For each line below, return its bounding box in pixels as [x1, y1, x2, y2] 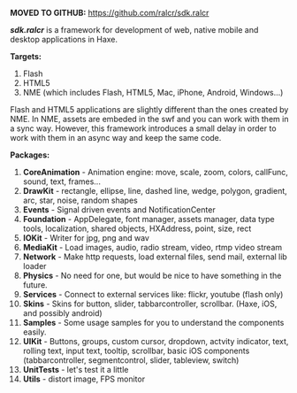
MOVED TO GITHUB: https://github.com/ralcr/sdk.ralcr [10, 8, 209, 18]
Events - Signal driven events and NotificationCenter [22, 204, 216, 215]
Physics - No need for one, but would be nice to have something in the [22, 270, 282, 281]
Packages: [10, 150, 50, 160]
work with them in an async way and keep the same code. [10, 133, 222, 143]
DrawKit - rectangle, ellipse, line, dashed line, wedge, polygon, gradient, [22, 186, 288, 196]
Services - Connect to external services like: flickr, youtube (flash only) [22, 289, 284, 299]
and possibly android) [22, 308, 103, 318]
